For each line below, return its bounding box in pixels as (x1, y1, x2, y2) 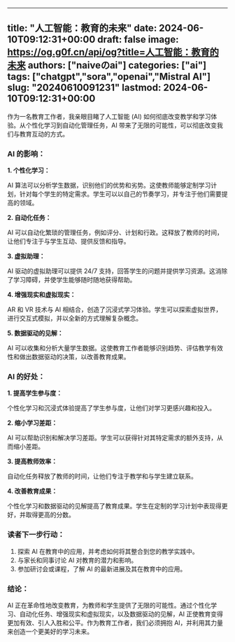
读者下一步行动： (7, 530, 65, 540)
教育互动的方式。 (19, 130, 69, 138)
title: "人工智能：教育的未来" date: (7, 22, 157, 34)
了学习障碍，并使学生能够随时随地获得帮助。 (7, 276, 136, 284)
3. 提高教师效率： (7, 457, 58, 466)
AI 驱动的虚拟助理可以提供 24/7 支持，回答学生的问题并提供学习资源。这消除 (7, 267, 228, 275)
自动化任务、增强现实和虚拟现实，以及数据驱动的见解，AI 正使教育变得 (19, 610, 224, 618)
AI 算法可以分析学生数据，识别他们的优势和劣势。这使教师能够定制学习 (7, 181, 211, 190)
